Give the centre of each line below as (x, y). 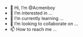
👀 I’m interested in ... (31, 13)
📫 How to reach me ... (33, 29)
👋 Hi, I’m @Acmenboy (32, 8)
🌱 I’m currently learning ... (37, 18)
